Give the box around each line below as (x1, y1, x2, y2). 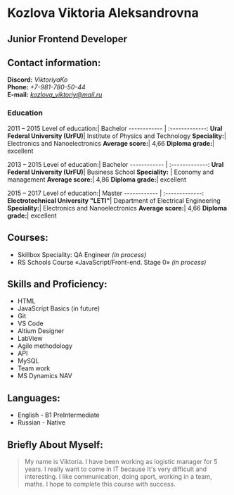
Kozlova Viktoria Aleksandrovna (7, 5, 199, 21)
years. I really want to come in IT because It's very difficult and (24, 465, 207, 473)
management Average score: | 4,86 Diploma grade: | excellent (7, 175, 186, 184)
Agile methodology (17, 342, 72, 350)
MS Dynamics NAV (17, 372, 72, 380)
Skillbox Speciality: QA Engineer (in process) (17, 250, 147, 258)
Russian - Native (17, 418, 65, 427)
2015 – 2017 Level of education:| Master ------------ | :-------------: (7, 189, 204, 197)
